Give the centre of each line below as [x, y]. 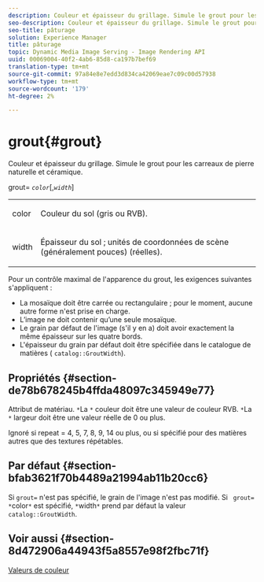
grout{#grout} [55, 142]
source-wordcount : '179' [49, 89]
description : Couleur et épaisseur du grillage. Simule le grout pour [126, 15]
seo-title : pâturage [42, 30]
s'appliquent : [30, 287]
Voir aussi [33, 539]
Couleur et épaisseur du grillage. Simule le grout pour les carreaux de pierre [131, 164]
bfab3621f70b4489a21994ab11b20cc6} [108, 478]
